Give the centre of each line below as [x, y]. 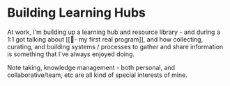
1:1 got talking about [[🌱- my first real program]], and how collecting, [105, 39]
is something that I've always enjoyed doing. [71, 54]
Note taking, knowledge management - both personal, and [91, 67]
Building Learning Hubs [77, 13]
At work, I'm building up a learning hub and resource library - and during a [114, 32]
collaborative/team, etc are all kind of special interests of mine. [98, 75]
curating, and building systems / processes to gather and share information [115, 46]
